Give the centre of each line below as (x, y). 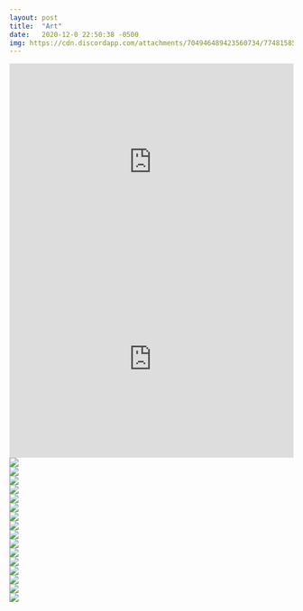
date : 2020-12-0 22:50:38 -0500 (74, 34)
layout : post (34, 18)
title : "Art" (36, 26)
